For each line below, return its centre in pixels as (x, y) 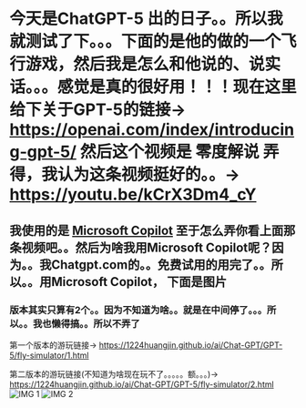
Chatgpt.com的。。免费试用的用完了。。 (161, 265)
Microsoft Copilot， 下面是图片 (139, 282)
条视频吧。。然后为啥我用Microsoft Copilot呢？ (141, 247)
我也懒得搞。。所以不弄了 (87, 323)
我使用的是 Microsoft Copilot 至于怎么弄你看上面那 (153, 230)
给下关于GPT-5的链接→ (98, 110)
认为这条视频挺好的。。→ (149, 175)
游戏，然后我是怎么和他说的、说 (146, 64)
